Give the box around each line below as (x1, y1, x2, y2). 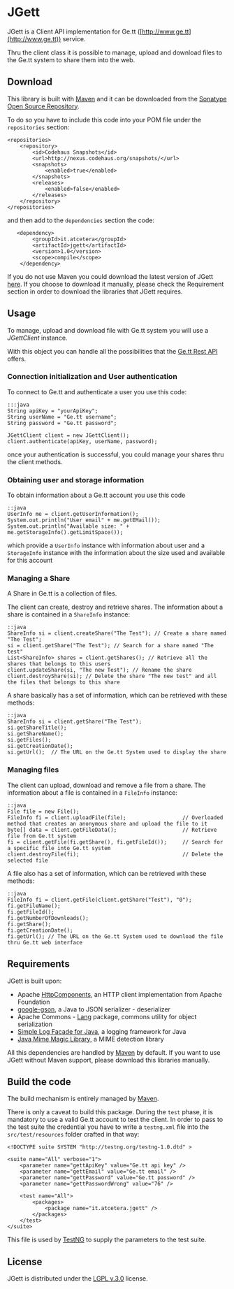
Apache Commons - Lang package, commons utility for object (17, 1012, 197, 1021)
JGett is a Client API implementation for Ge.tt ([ (7, 27, 142, 36)
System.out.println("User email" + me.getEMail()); (7, 517, 161, 524)
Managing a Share (7, 574, 71, 584)
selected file (7, 857, 49, 864)
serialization (17, 1020, 53, 1028)
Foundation (17, 998, 50, 1006)
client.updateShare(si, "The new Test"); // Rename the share (7, 667, 192, 674)
